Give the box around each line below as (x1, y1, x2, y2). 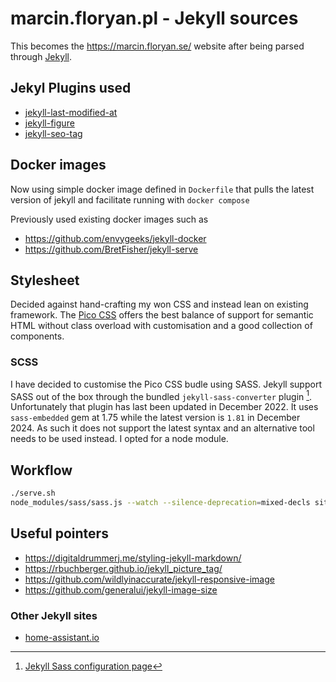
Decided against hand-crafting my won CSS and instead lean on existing (10, 298, 309, 311)
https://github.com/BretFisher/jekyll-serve (24, 243, 199, 255)
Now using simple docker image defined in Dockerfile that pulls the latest (10, 183, 315, 195)
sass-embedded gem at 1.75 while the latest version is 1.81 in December (10, 412, 301, 424)
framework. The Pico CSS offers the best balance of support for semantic (10, 309, 314, 321)
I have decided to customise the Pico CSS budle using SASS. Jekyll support (10, 378, 322, 390)
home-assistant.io (24, 632, 100, 643)
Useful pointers (10, 525, 109, 542)
